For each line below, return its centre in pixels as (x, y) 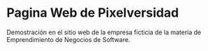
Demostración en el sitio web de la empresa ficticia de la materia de (104, 32)
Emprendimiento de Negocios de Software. (68, 39)
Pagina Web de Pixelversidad (93, 13)
